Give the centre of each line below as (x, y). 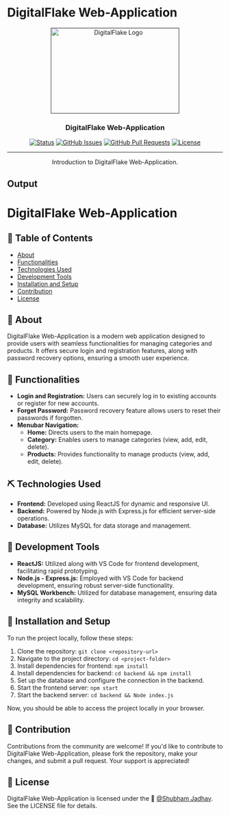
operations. (33, 519)
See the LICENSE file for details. (52, 806)
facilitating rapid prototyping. (58, 571)
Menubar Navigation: (48, 425)
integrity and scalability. (51, 599)
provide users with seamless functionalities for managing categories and (110, 344)
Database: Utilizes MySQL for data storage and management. (104, 526)
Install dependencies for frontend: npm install (82, 666)
